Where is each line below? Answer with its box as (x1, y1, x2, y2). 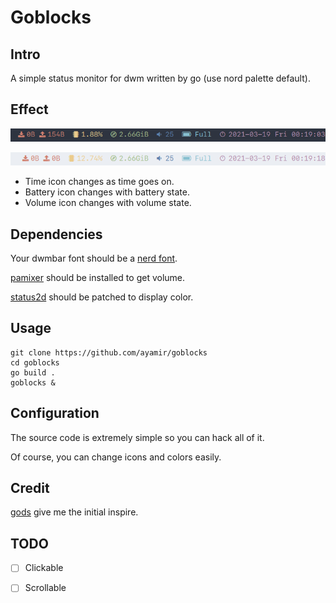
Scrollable (24, 582, 67, 594)
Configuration (10, 405, 100, 422)
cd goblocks (10, 357, 60, 368)
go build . (10, 367, 56, 378)
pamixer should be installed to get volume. (10, 272, 186, 284)
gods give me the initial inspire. (10, 506, 139, 518)
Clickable (24, 562, 64, 574)
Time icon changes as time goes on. (24, 176, 175, 188)
